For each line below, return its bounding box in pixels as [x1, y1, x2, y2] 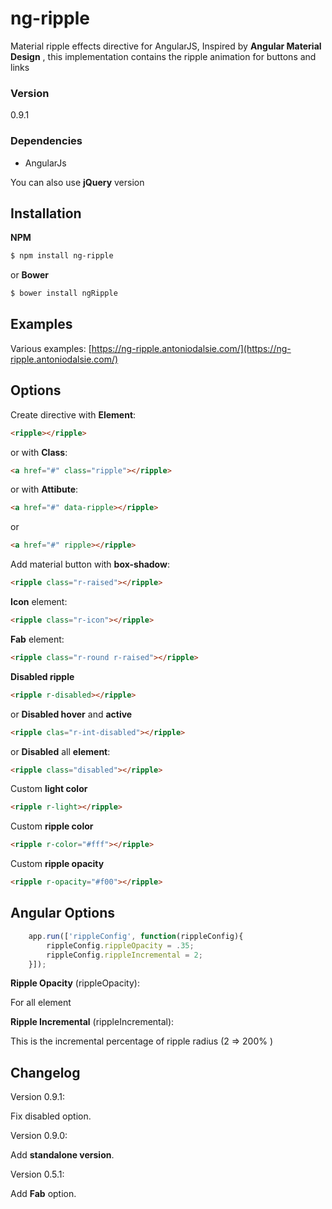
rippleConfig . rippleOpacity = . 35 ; [46, 940, 195, 951]
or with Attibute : [10, 483, 79, 496]
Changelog [10, 1064, 81, 1081]
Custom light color [10, 783, 88, 795]
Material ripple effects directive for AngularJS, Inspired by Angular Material [10, 40, 322, 52]
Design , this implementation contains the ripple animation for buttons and [10, 50, 317, 62]
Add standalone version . [10, 1149, 115, 1161]
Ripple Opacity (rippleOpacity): [10, 977, 140, 989]
